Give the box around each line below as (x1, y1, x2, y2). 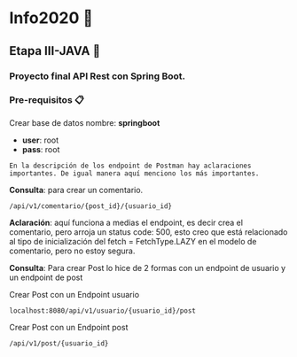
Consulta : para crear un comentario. (9, 184, 144, 195)
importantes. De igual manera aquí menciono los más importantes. (9, 168, 260, 178)
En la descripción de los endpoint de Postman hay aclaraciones (9, 161, 252, 170)
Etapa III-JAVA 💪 (9, 43, 101, 58)
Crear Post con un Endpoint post (9, 322, 129, 332)
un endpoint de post (9, 272, 83, 283)
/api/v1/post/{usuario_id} (9, 338, 109, 348)
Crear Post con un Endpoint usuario (9, 289, 140, 299)
